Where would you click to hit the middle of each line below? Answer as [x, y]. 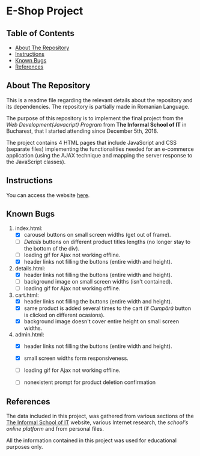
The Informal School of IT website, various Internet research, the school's [97, 422]
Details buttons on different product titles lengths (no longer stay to [107, 242]
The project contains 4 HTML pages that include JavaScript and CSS [92, 142]
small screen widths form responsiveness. [76, 358]
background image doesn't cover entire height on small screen [101, 321]
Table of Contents [41, 33]
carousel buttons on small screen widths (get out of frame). [97, 235]
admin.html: [29, 335]
